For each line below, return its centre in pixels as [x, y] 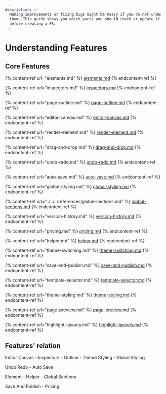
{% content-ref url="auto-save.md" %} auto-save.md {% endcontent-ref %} [83, 177]
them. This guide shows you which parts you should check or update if [85, 19]
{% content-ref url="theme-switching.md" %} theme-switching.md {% [77, 250]
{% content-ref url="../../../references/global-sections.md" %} [68, 202]
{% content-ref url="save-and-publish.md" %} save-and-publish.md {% [79, 265]
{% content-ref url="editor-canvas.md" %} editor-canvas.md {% [71, 117]
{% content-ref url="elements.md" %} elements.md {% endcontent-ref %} [81, 78]
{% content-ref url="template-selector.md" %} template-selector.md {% [79, 280]
